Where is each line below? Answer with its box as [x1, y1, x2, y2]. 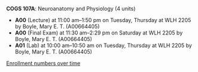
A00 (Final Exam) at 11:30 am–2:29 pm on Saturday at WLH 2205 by [14, 29, 183, 36]
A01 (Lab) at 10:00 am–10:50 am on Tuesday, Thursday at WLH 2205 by [14, 42, 193, 49]
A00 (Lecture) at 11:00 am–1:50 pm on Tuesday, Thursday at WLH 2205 [14, 17, 191, 23]
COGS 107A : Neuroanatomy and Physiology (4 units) [6, 5, 136, 12]
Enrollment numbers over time [6, 60, 81, 67]
